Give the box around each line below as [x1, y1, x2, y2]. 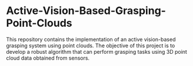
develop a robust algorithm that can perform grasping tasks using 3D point [6, 48, 187, 55]
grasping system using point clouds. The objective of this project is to [6, 42, 175, 49]
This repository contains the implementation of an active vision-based [6, 36, 176, 43]
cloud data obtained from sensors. [6, 54, 90, 61]
